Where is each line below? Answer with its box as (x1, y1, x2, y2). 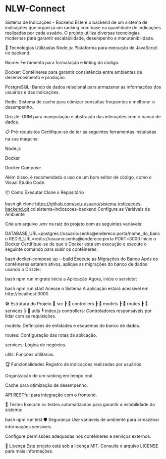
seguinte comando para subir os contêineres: (5, 246, 98, 252)
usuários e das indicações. (5, 89, 60, 95)
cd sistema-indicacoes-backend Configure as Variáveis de (30, 206, 150, 212)
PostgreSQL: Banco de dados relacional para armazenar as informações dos (5, 84, 162, 90)
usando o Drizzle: (5, 266, 41, 272)
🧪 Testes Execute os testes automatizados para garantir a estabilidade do (5, 401, 155, 407)
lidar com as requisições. (5, 313, 56, 319)
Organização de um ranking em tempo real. (5, 372, 94, 378)
